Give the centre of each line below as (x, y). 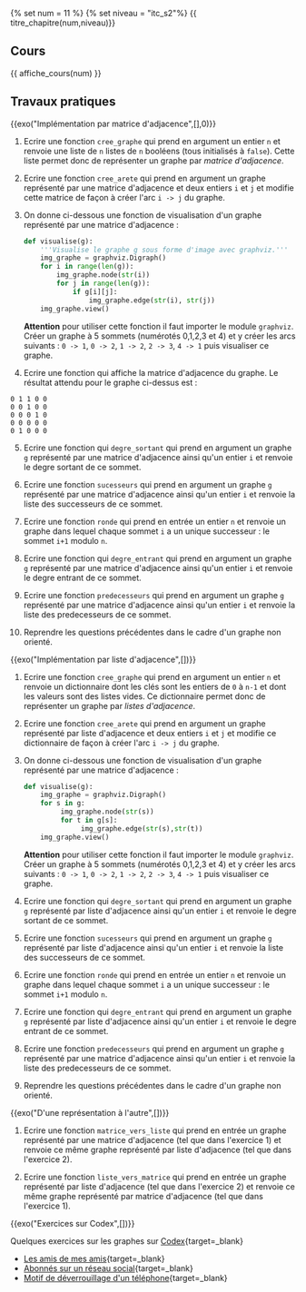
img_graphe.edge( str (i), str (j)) (152, 300)
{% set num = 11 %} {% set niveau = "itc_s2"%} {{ (104, 13)
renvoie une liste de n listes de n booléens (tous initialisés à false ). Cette (159, 151)
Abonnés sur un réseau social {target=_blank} (108, 1268)
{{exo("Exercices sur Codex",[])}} (73, 1223)
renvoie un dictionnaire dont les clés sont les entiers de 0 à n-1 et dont (155, 686)
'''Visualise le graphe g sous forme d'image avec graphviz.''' (164, 250)
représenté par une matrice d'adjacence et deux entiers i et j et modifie (158, 187)
